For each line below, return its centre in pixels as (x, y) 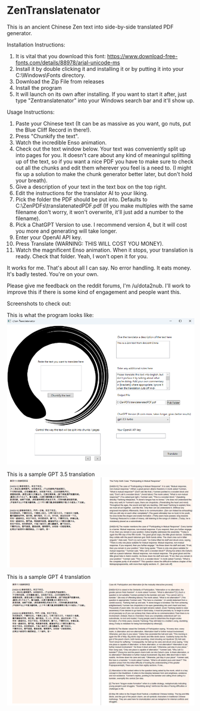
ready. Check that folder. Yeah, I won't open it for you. (82, 256)
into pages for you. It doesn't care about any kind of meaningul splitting (103, 155)
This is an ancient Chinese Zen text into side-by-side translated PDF (90, 27)
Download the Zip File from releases (60, 82)
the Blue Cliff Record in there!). (53, 130)
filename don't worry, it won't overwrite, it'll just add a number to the (99, 212)
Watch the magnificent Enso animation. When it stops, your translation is (104, 250)
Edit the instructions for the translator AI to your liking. (82, 193)
